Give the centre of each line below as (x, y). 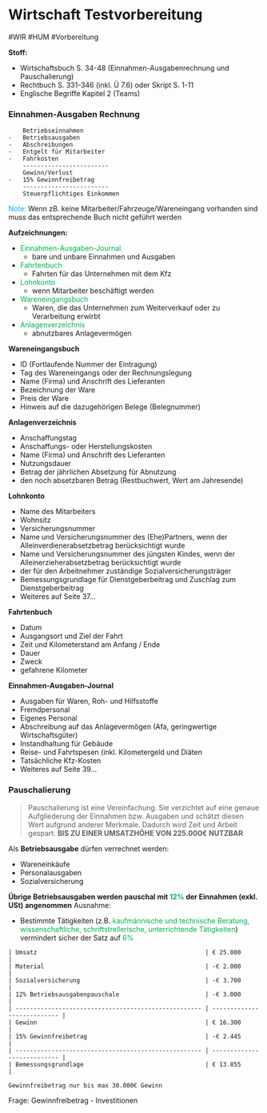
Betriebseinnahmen (53, 131)
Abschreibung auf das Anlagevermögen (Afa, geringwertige (118, 727)
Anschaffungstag (48, 438)
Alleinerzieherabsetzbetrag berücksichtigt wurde (100, 563)
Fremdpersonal (45, 709)
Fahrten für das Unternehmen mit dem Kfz (102, 274)
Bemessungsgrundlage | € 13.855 (128, 1064)
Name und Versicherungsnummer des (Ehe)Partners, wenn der (124, 537)
